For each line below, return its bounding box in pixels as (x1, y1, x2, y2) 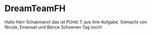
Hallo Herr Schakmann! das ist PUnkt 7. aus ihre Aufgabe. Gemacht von (4, 19, 148, 25)
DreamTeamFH (4, 3, 66, 14)
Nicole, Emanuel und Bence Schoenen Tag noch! (4, 24, 102, 30)
